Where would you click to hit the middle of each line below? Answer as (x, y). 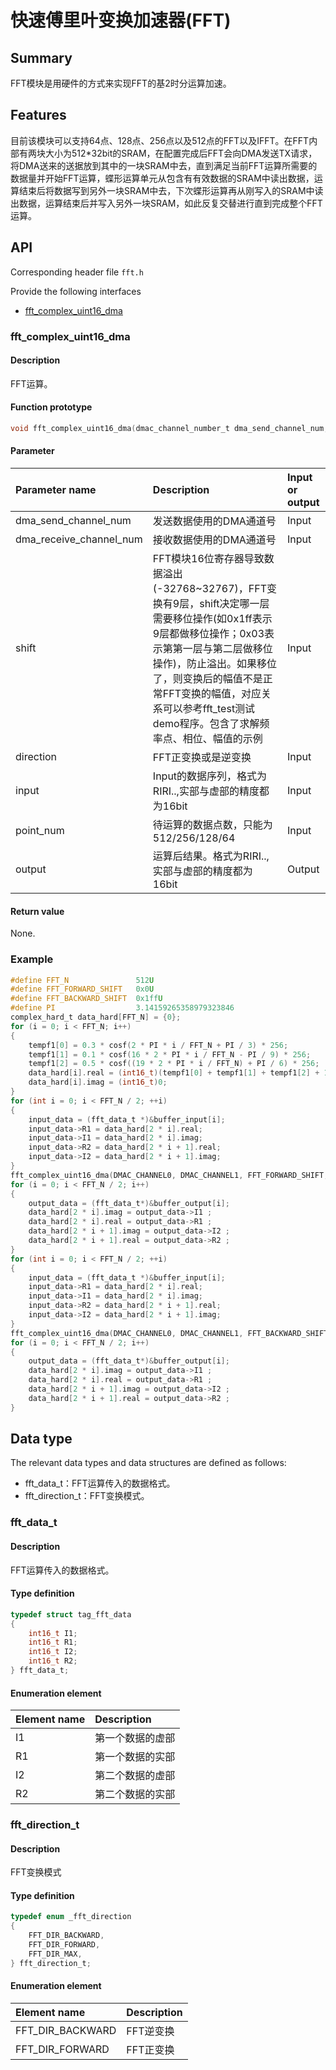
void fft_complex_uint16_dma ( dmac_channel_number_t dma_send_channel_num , (169, 428)
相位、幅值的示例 (222, 739)
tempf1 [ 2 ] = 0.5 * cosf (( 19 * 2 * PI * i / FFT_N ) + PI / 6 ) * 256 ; (174, 1064)
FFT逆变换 (150, 2031)
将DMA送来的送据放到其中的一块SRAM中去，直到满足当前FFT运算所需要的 (164, 165)
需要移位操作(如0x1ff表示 (212, 619)
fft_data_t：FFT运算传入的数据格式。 (100, 1483)
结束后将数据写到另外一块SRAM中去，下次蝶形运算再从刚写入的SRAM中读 (171, 190)
